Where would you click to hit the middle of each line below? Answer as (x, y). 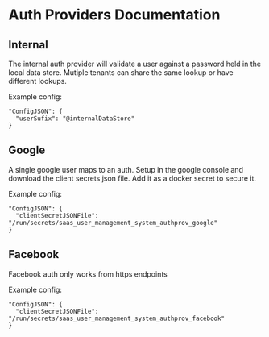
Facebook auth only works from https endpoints (88, 274)
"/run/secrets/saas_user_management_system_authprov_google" (113, 223)
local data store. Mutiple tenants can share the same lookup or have (121, 73)
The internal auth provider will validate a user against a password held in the (135, 64)
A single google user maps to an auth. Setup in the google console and (126, 169)
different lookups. (37, 81)
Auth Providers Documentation (114, 15)
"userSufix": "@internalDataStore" (75, 119)
